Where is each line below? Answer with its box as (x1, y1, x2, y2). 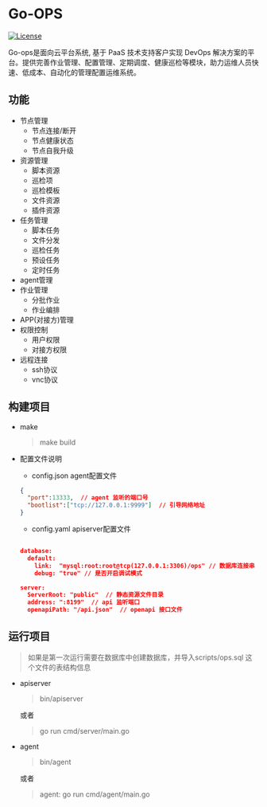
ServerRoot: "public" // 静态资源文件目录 (27, 591, 164, 599)
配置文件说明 (19, 453, 62, 463)
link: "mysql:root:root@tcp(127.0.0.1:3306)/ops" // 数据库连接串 (34, 562, 256, 570)
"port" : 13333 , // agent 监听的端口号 (27, 494, 149, 502)
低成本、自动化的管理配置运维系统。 (21, 67, 141, 76)
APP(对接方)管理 (19, 315, 74, 324)
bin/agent (39, 757, 72, 766)
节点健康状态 (31, 135, 74, 145)
